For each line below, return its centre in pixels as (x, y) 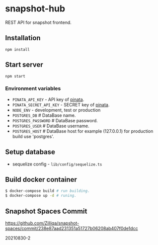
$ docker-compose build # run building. (48, 191)
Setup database (30, 152)
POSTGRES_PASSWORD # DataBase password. (55, 120)
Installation (23, 38)
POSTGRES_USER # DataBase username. (51, 126)
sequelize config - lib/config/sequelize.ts (57, 164)
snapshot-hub (35, 9)
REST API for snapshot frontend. (39, 22)
